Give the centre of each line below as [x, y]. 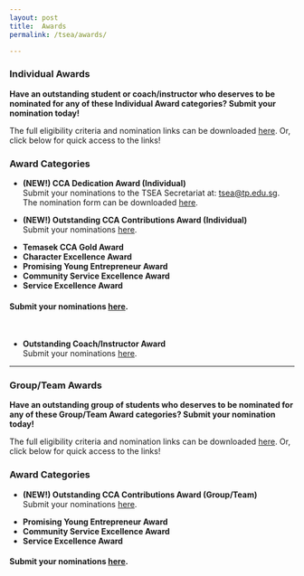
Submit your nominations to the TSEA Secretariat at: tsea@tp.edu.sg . [151, 193]
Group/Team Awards [56, 385]
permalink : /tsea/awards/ [58, 34]
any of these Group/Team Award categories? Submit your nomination [142, 415]
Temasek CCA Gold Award [73, 247]
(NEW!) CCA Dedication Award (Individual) [104, 183]
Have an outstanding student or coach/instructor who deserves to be [142, 94]
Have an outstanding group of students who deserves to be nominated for [152, 405]
